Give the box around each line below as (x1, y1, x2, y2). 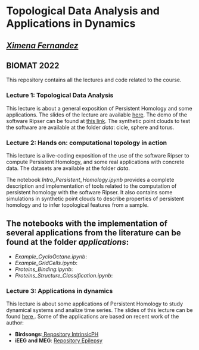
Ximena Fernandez (6, 40, 79, 51)
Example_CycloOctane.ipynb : (14, 253, 88, 260)
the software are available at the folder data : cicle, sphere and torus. (6, 124, 175, 131)
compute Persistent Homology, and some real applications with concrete (6, 158, 185, 165)
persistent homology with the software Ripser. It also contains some (6, 188, 173, 196)
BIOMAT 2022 (6, 61, 60, 71)
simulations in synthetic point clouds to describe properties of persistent (6, 195, 184, 202)
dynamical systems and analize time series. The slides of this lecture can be (6, 307, 193, 314)
